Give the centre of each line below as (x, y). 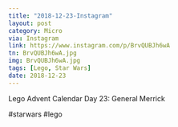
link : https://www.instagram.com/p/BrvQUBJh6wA (89, 46)
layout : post (30, 23)
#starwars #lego (35, 114)
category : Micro (35, 31)
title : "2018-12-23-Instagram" (61, 16)
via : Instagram (34, 38)
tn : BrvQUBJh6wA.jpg (43, 53)
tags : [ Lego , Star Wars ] (50, 68)
